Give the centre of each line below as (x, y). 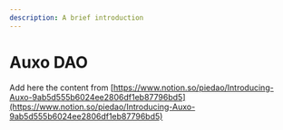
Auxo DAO (49, 62)
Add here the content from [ (62, 88)
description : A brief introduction (77, 18)
